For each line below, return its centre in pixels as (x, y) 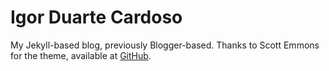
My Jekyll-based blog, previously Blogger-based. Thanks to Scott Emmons (165, 45)
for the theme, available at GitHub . (81, 55)
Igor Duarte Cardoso (96, 17)
